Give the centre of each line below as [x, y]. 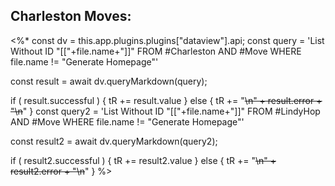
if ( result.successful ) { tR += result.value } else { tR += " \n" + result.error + [166, 100]
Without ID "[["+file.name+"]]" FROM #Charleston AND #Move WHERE [156, 51]
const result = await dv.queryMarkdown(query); [109, 81]
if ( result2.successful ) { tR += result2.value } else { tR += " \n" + [143, 160]
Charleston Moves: [71, 16]
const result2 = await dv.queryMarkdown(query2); [114, 141]
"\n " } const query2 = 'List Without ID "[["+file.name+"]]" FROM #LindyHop [165, 111]
